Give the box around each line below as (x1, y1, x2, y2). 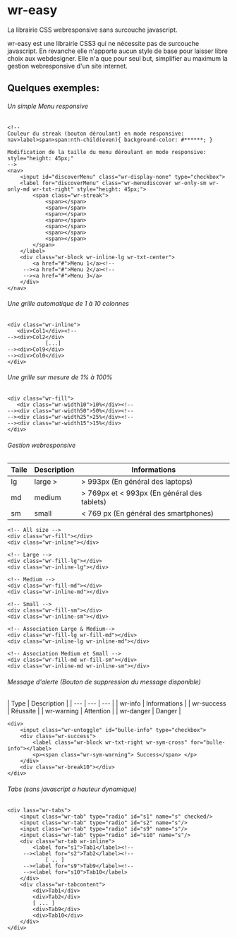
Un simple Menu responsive (7, 102, 89, 110)
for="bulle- (190, 739, 226, 747)
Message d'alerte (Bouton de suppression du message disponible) (7, 677, 201, 686)
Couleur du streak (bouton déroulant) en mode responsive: (7, 130, 185, 137)
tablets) (80, 497, 107, 507)
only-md (7, 186, 30, 193)
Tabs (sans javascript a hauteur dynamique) (7, 785, 138, 793)
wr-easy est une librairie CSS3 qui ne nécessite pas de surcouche (7, 39, 200, 47)
